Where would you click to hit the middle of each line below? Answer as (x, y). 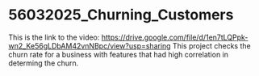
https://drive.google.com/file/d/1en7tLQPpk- (175, 37)
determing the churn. (44, 63)
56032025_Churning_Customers (121, 15)
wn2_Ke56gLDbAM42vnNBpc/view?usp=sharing (90, 45)
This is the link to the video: (54, 37)
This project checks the (212, 45)
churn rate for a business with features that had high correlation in (118, 54)
